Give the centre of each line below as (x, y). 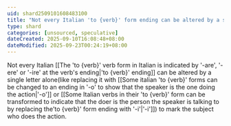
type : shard (24, 26)
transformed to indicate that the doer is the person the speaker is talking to (113, 102)
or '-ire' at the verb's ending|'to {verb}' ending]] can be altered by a (115, 72)
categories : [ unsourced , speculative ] (63, 33)
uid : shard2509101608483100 (47, 13)
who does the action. (37, 116)
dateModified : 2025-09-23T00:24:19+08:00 (67, 45)
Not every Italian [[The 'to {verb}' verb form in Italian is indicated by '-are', (112, 65)
